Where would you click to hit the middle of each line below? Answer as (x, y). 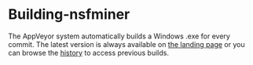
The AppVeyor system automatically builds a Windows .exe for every (119, 36)
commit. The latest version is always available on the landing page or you (126, 44)
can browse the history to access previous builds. (88, 52)
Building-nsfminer (69, 14)
